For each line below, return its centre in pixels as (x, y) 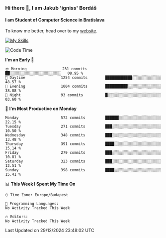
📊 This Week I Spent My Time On (40, 184)
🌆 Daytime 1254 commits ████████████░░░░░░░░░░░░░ (83, 78)
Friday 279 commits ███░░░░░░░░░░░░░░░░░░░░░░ (83, 153)
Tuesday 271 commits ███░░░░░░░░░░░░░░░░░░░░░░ (83, 126)
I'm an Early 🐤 (20, 60)
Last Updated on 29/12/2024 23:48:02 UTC (50, 231)
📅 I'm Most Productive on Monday (41, 109)
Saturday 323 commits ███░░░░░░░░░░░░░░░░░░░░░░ (83, 161)
